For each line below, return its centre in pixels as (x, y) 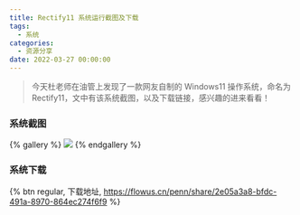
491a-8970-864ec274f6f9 (58, 201)
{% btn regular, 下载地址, (56, 192)
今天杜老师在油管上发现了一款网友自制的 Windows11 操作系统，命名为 (161, 86)
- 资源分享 (35, 51)
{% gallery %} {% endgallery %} (75, 145)
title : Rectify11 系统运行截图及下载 (74, 18)
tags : (19, 26)
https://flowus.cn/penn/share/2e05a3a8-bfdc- (190, 192)
